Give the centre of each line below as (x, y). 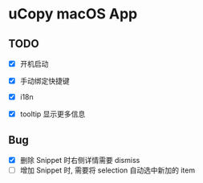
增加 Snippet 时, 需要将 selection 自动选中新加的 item (107, 170)
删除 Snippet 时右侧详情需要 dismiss (80, 161)
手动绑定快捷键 (45, 81)
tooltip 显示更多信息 (53, 114)
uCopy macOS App (73, 14)
